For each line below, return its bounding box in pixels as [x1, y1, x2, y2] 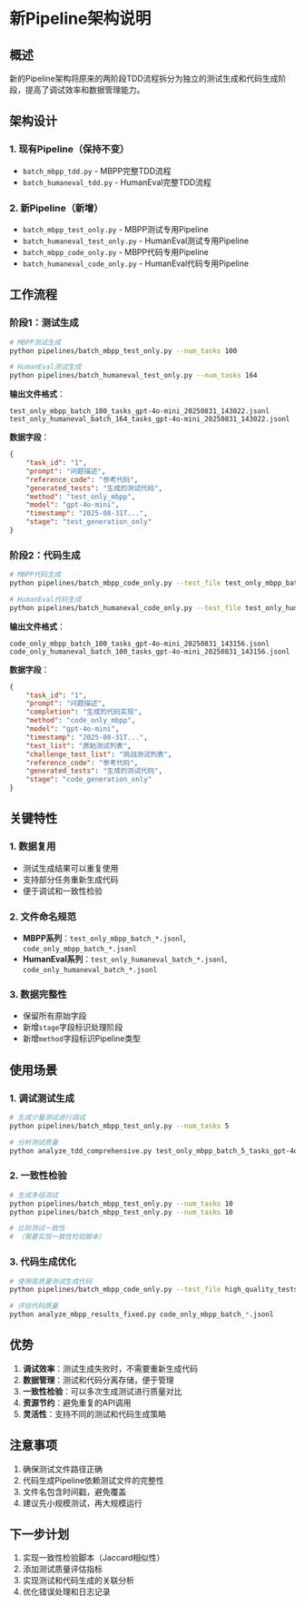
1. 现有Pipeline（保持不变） [9, 143, 130, 155]
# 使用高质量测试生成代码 [9, 1276, 93, 1285]
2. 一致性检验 [9, 1169, 67, 1182]
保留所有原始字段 [22, 1010, 87, 1021]
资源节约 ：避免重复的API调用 [22, 1397, 132, 1408]
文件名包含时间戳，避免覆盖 [22, 1486, 127, 1497]
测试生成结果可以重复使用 [22, 862, 119, 873]
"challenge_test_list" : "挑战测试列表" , [25, 750, 172, 759]
